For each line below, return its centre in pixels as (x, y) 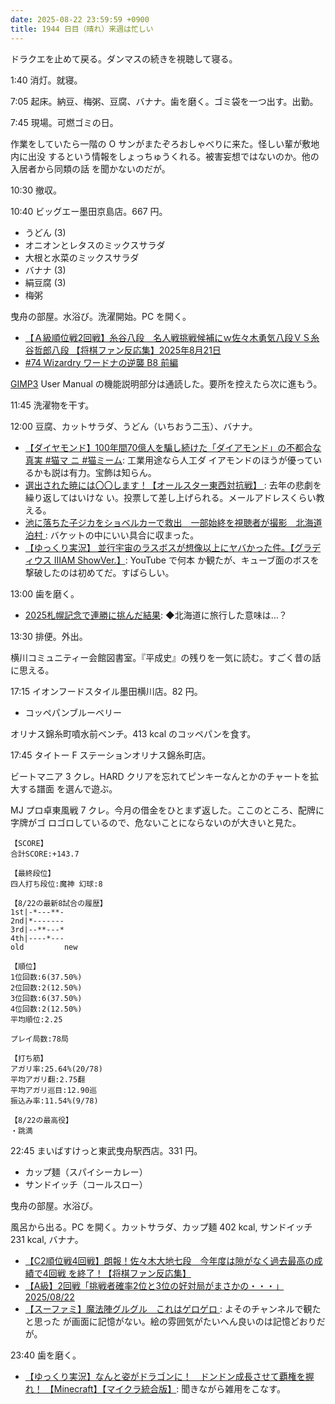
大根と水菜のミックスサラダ (82, 257)
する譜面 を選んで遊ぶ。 (68, 788)
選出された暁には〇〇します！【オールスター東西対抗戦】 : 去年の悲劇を (173, 485)
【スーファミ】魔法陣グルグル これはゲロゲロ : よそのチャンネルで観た (173, 1308)
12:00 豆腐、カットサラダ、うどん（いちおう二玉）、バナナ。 (134, 426)
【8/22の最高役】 (41, 1120)
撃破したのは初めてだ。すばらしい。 (99, 572)
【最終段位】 (33, 873)
